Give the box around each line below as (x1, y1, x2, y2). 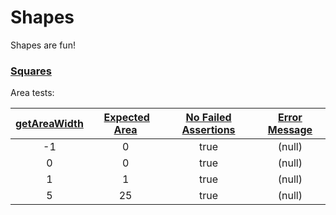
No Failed (185, 111, 232, 125)
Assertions (181, 123, 236, 137)
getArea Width (15, 117, 84, 131)
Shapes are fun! (10, 39, 76, 51)
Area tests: (10, 87, 55, 99)
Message (267, 123, 313, 137)
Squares (10, 64, 52, 78)
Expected (103, 111, 150, 125)
